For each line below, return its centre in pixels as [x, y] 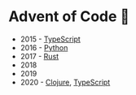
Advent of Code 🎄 [69, 17]
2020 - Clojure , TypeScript [65, 82]
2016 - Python [44, 47]
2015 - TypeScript [50, 39]
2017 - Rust [39, 56]
